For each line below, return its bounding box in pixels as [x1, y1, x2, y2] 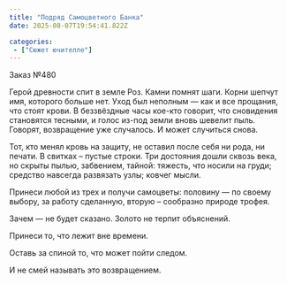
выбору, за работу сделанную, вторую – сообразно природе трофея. [9, 196, 270, 207]
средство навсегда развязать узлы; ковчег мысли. [9, 170, 201, 180]
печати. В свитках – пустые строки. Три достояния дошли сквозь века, [9, 151, 277, 162]
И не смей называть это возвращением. [9, 265, 162, 275]
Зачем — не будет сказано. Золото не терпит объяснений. [9, 213, 231, 224]
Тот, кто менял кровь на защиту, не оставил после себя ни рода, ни [9, 142, 265, 152]
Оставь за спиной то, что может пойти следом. [9, 248, 188, 258]
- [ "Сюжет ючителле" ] [12, 45, 93, 54]
